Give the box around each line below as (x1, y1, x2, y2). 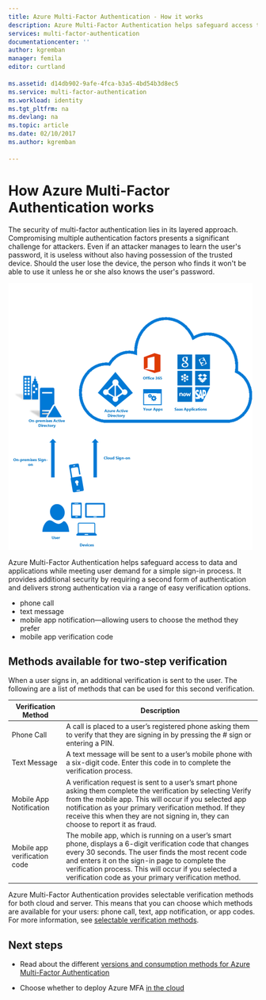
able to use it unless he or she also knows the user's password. (8, 266, 215, 277)
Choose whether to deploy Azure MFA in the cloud (19, 983, 184, 993)
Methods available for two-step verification (8, 655, 228, 668)
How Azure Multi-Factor (8, 181, 170, 200)
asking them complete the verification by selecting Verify (66, 785, 252, 796)
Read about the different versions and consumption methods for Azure (19, 960, 251, 969)
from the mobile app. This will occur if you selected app (66, 794, 247, 803)
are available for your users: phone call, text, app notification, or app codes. (8, 907, 256, 917)
